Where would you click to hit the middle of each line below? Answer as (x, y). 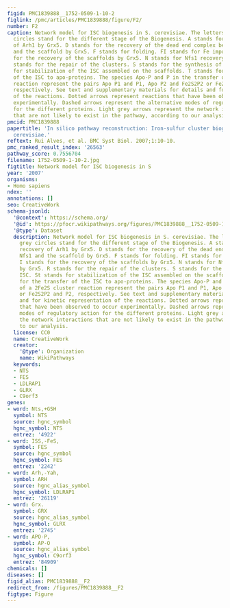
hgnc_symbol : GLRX (40, 524)
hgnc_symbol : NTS (38, 428)
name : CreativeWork (41, 339)
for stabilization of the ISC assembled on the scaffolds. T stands (113, 71)
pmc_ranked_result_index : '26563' (56, 148)
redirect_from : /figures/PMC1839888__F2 (66, 587)
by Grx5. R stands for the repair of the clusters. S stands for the (121, 268)
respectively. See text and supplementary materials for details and (114, 90)
